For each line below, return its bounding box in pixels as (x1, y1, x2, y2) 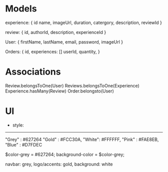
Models (5, 3, 37, 14)
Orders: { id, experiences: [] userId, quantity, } (5, 48, 100, 54)
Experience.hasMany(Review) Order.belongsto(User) (5, 88, 114, 94)
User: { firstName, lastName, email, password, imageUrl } (5, 38, 123, 45)
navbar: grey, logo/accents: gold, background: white (5, 161, 113, 167)
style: (12, 122, 24, 128)
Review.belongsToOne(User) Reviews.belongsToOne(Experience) (5, 82, 140, 88)
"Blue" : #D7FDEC (5, 141, 42, 147)
